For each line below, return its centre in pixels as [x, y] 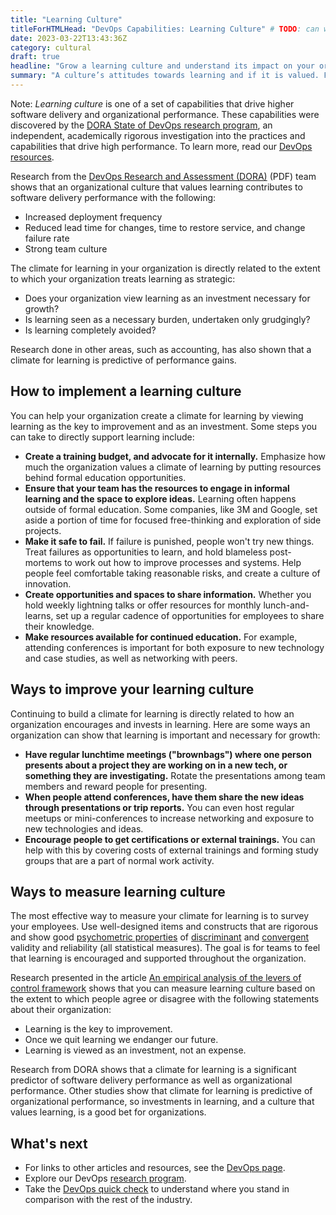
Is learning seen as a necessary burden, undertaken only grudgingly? [167, 319]
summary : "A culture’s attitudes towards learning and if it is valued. [165, 76]
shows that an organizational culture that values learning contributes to [156, 187]
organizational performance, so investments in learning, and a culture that [162, 1102]
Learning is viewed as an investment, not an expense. [135, 1050]
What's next [49, 1143]
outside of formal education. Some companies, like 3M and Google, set [171, 509]
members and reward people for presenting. [116, 786]
